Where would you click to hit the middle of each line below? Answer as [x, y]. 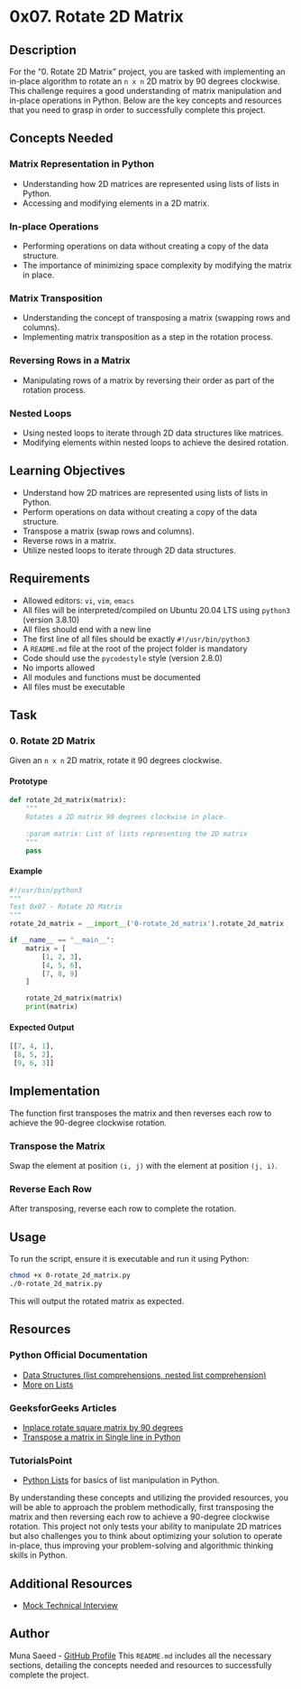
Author [29, 1633]
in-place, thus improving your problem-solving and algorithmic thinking [141, 1545]
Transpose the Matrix [57, 1146]
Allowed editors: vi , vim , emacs [78, 600]
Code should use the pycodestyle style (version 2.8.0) [123, 658]
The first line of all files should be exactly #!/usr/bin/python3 [136, 639]
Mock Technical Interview [70, 1605]
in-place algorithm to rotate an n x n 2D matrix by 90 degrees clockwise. [145, 81]
